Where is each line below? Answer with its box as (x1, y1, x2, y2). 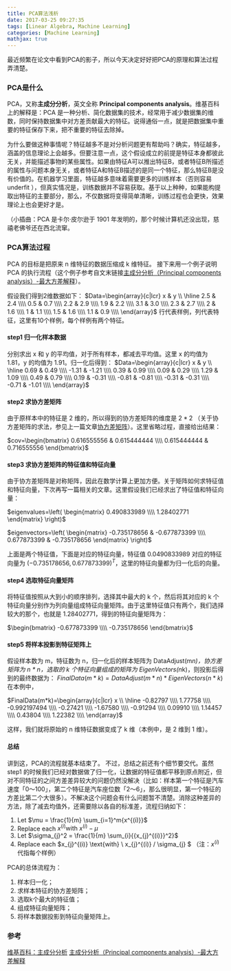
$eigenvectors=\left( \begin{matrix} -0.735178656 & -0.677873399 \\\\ (7, 528, 206, 537)
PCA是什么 (7, 83, 43, 93)
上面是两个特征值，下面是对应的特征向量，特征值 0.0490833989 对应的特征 (7, 550, 222, 558)
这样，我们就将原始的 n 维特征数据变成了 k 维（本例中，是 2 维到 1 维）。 (7, 725, 212, 733)
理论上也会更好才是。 (7, 200, 67, 209)
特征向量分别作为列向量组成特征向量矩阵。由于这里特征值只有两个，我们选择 (7, 601, 224, 609)
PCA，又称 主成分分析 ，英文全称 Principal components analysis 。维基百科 (7, 100, 220, 108)
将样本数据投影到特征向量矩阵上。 (16, 912, 114, 920)
